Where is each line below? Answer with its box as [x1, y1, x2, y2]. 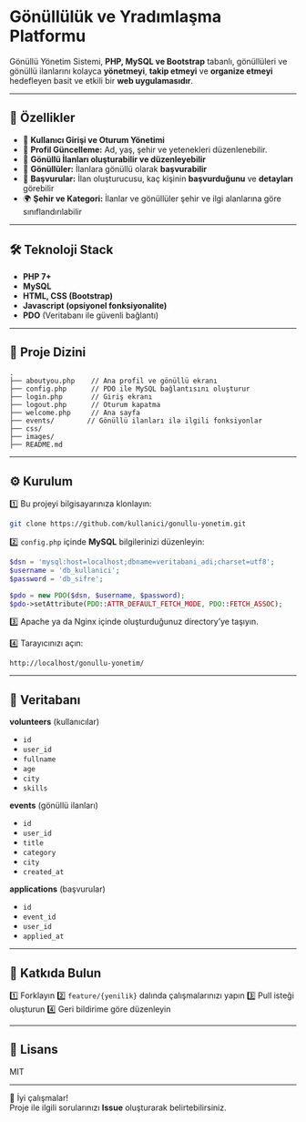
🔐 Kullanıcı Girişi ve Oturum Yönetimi [22, 134, 166, 145]
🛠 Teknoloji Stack [9, 242, 114, 258]
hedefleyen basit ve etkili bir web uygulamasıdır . [9, 75, 194, 86]
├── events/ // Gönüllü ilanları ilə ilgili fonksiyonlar [9, 416, 262, 425]
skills [22, 784, 48, 793]
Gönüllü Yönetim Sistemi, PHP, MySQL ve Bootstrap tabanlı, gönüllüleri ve [9, 56, 288, 66]
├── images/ [9, 433, 55, 442]
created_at [22, 868, 65, 877]
